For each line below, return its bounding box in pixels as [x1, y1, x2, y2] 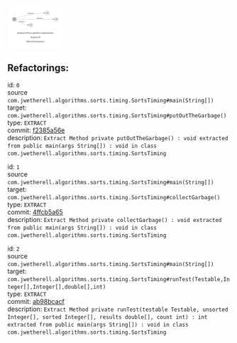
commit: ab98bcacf [7, 297, 65, 306]
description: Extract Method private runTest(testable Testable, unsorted [7, 305, 228, 314]
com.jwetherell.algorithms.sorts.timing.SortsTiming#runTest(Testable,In [7, 276, 231, 283]
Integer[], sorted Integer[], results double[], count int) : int [7, 314, 208, 321]
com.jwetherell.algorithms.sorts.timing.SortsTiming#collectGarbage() [7, 194, 221, 201]
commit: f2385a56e [7, 126, 65, 134]
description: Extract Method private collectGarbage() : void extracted [7, 216, 222, 224]
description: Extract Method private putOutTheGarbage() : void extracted [7, 134, 228, 142]
